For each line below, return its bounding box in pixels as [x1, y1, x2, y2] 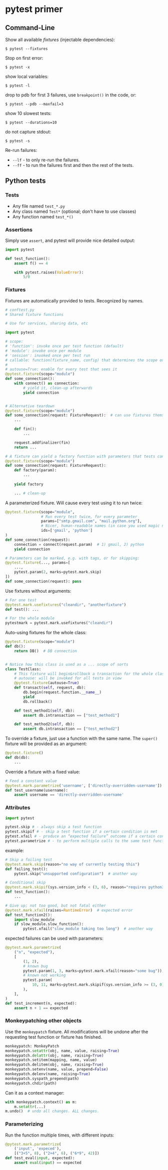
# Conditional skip [5, 880, 46, 885]
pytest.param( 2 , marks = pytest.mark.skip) [14, 570, 101, 575]
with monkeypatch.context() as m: [5, 1100, 77, 1105]
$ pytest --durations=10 [5, 120, 57, 125]
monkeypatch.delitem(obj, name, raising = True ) [5, 1062, 104, 1068]
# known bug [23, 964, 48, 969]
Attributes [5, 804, 30, 811]
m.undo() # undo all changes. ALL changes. [5, 1109, 99, 1114]
